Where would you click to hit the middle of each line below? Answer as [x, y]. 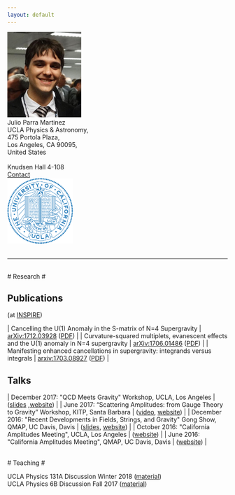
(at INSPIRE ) [25, 315]
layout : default [31, 15]
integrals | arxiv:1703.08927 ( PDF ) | [58, 358]
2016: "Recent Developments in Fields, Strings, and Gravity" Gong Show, [112, 419]
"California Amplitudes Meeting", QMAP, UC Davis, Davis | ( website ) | [107, 442]
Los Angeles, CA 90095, [42, 144]
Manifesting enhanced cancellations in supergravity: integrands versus [109, 351]
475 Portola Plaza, [34, 137]
